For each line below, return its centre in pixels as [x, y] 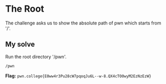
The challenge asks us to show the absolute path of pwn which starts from [83, 23]
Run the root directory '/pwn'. [36, 57]
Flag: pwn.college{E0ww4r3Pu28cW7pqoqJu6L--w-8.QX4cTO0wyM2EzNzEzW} [78, 76]
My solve [20, 45]
